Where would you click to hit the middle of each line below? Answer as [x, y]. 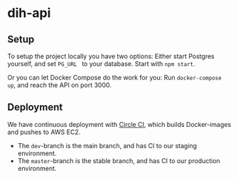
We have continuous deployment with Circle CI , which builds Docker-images [119, 124]
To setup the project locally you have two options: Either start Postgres [111, 56]
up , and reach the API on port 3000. [60, 85]
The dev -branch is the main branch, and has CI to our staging [107, 145]
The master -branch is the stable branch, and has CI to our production [119, 160]
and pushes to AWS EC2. [44, 132]
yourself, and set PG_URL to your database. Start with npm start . [101, 64]
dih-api [29, 13]
